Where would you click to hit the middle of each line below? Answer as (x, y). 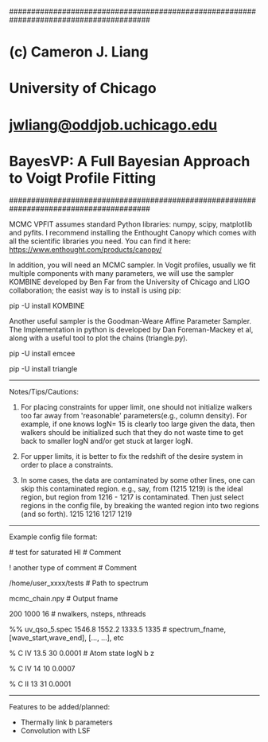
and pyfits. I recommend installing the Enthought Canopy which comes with (133, 232)
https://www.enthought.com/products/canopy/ (85, 249)
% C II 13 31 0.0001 (40, 684)
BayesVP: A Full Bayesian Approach (130, 161)
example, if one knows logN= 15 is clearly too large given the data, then (138, 424)
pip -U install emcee (42, 353)
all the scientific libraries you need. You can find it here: (100, 241)
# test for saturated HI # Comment (65, 552)
